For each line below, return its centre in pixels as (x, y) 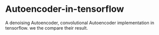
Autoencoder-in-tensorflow (65, 9)
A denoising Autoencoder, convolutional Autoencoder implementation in (80, 23)
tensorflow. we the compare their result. (47, 28)
